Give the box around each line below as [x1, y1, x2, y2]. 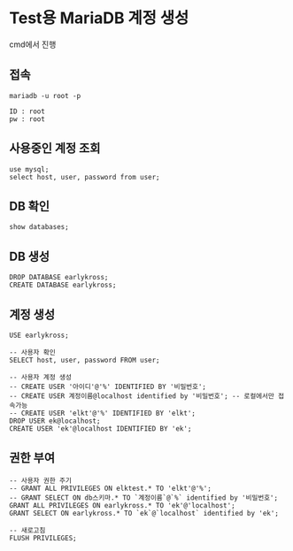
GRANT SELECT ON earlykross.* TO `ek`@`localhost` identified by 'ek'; [9, 509, 279, 517]
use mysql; [9, 165, 50, 173]
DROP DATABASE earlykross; [9, 273, 109, 282]
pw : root [9, 114, 46, 124]
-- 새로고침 [9, 525, 46, 535]
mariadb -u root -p [9, 91, 81, 100]
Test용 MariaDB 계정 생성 [9, 8, 189, 28]
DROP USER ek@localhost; [9, 417, 101, 425]
